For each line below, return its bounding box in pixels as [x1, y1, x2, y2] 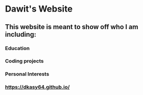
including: [5, 30, 36, 38]
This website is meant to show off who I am [5, 23, 139, 31]
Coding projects [5, 58, 44, 64]
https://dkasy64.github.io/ [5, 84, 70, 91]
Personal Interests [5, 71, 50, 78]
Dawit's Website [5, 3, 73, 15]
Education [5, 45, 30, 51]
